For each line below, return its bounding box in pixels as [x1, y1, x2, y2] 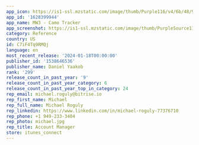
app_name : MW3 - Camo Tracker [6, 20, 81, 25]
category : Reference [6, 31, 57, 37]
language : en [6, 47, 38, 53]
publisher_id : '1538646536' [6, 58, 76, 64]
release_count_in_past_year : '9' [6, 75, 89, 80]
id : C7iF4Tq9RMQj [6, 42, 49, 48]
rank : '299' [6, 69, 36, 75]
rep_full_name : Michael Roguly [6, 102, 84, 108]
